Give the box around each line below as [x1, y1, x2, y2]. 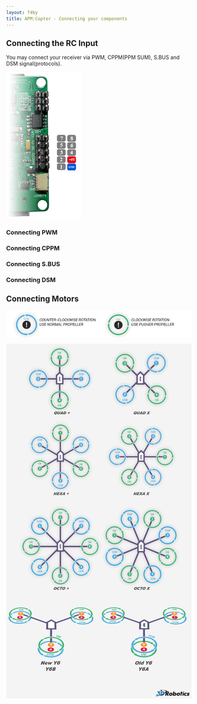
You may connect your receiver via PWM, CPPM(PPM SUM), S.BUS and [6, 54, 180, 61]
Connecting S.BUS [6, 260, 61, 268]
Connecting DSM [6, 276, 56, 284]
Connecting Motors [6, 294, 79, 304]
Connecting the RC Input [6, 38, 98, 48]
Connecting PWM [6, 229, 58, 237]
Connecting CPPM [6, 244, 60, 253]
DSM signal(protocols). [6, 60, 62, 67]
